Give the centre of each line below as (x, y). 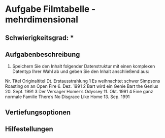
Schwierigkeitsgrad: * (39, 38)
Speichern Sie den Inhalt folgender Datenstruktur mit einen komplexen (83, 66)
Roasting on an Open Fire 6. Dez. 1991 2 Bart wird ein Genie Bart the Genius (82, 86)
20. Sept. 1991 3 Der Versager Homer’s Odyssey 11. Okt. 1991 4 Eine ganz (79, 92)
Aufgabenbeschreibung (43, 54)
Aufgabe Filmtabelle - (50, 9)
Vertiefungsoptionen (38, 112)
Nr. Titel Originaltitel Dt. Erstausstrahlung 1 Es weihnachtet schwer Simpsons (82, 81)
